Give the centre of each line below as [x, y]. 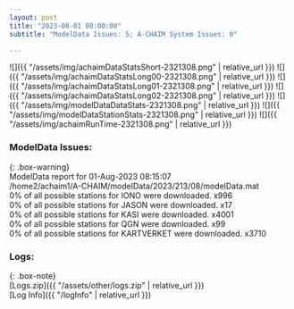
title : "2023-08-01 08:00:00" [66, 26]
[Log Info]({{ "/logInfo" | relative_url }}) [80, 295]
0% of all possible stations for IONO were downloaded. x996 [121, 195]
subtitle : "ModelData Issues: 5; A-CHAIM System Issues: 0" [124, 34]
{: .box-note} [33, 276]
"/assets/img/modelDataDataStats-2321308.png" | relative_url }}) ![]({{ [151, 105]
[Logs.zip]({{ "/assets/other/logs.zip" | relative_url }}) [107, 285]
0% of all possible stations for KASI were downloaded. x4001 [122, 214]
